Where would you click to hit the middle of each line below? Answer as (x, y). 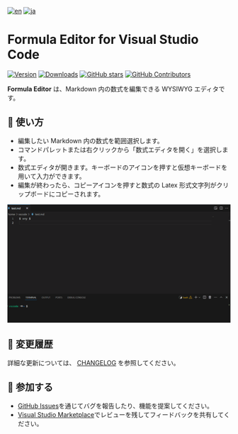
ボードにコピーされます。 (67, 194)
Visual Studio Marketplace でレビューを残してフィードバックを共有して (121, 414)
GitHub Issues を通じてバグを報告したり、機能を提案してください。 (115, 406)
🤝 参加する (30, 388)
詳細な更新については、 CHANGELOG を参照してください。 (93, 362)
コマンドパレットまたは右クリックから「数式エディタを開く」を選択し (120, 150)
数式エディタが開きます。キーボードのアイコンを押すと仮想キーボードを (123, 167)
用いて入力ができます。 (51, 176)
